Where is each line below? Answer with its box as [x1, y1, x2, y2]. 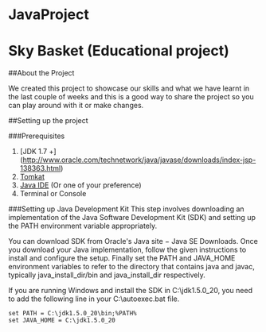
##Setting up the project [8, 116, 89, 125]
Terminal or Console [19, 189, 87, 199]
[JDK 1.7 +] [19, 147, 57, 156]
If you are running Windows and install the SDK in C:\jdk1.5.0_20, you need [8, 286, 253, 295]
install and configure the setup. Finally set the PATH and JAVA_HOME [8, 253, 236, 263]
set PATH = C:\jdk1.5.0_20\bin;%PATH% [8, 310, 137, 318]
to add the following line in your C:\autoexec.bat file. [8, 294, 180, 303]
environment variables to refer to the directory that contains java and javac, [8, 262, 255, 272]
